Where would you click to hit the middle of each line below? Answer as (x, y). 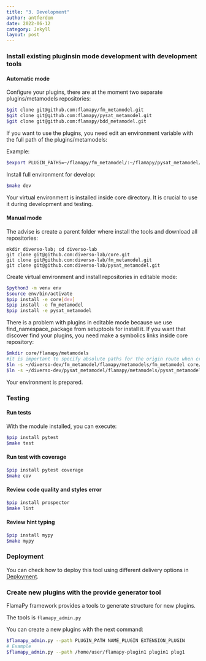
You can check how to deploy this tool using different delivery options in (97, 570)
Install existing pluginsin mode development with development (102, 56)
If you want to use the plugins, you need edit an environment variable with (100, 133)
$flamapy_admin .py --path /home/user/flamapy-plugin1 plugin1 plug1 (96, 652)
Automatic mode (28, 78)
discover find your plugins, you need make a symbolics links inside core (97, 335)
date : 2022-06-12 (29, 23)
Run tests (19, 413)
